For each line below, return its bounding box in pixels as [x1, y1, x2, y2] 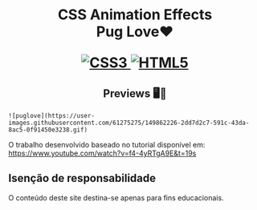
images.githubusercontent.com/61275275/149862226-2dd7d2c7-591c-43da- [8, 119, 250, 127]
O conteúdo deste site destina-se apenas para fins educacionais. [8, 192, 224, 202]
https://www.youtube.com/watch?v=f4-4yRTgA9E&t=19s [8, 148, 197, 158]
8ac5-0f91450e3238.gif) [8, 126, 88, 134]
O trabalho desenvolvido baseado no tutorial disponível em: [8, 140, 206, 149]
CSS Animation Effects [57, 6, 213, 24]
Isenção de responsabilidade [8, 172, 157, 185]
